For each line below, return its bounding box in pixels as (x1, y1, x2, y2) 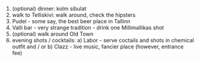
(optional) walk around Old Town (11, 30, 94, 38)
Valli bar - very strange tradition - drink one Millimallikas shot (11, 24, 165, 31)
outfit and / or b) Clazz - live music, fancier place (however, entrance (11, 43, 184, 50)
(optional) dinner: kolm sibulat (11, 5, 86, 12)
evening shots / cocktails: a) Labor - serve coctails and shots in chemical (11, 37, 194, 44)
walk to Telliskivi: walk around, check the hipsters (11, 11, 136, 18)
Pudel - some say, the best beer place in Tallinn (11, 18, 131, 24)
